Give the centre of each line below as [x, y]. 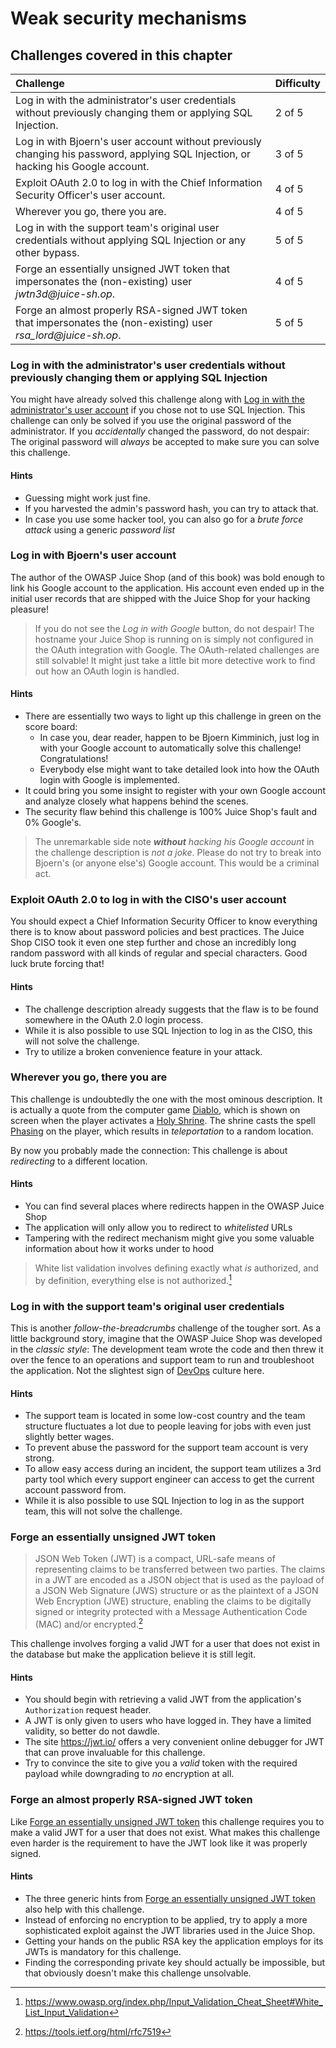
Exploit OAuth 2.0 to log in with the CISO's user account [148, 899]
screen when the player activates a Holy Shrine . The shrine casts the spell [163, 1120]
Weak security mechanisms [128, 18]
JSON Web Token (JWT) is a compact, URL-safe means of [155, 1559]
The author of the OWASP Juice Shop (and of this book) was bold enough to [167, 577]
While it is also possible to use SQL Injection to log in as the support [164, 1501]
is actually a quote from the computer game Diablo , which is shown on [155, 1109]
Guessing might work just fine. [88, 498]
